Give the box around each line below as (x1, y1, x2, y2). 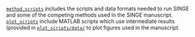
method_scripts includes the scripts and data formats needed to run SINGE (6, 5, 189, 12)
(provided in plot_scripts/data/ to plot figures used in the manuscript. (6, 24, 180, 31)
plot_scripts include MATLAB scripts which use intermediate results (6, 18, 175, 24)
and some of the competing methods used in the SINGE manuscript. (6, 11, 174, 18)
